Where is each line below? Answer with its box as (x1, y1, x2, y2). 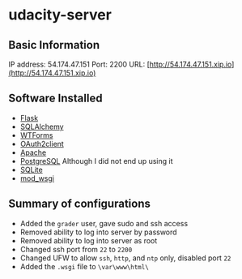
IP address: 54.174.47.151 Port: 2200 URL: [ (8, 59, 150, 69)
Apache (19, 148, 47, 157)
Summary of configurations (8, 197, 151, 211)
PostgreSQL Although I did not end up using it (19, 156, 173, 165)
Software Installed (8, 92, 103, 105)
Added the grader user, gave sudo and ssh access (19, 218, 189, 228)
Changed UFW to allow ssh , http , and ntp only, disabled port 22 (19, 253, 231, 263)
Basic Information (8, 38, 100, 52)
